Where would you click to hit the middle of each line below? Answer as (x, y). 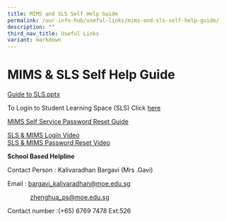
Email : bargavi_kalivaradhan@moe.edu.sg (69, 184)
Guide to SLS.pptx (34, 94)
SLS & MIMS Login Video (43, 135)
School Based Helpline (41, 156)
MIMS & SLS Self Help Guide (91, 75)
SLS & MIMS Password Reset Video (59, 143)
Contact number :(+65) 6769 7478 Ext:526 (69, 211)
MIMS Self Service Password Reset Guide (68, 122)
